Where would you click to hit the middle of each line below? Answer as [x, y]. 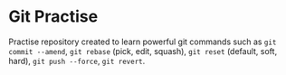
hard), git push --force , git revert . [77, 61]
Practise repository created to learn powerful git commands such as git [143, 42]
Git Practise [53, 17]
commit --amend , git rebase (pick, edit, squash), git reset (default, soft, [143, 51]
